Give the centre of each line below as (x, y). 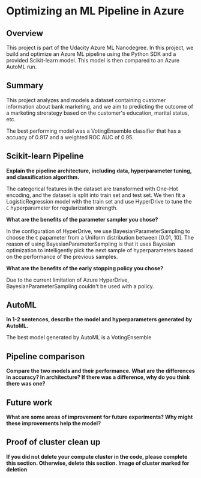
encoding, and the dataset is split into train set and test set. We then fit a (96, 195)
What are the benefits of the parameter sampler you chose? (82, 219)
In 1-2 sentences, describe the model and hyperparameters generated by (99, 319)
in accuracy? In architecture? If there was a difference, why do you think (98, 377)
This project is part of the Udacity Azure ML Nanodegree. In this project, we (100, 47)
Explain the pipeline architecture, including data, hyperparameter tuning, (99, 171)
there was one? (26, 384)
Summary (25, 86)
